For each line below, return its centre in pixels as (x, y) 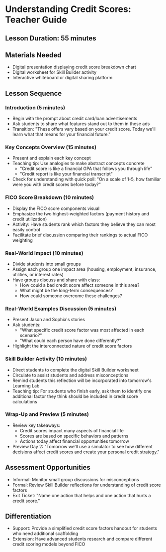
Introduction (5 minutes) (35, 107)
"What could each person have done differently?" (71, 341)
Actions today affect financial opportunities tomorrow (74, 441)
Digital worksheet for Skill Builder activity (54, 72)
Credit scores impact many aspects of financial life (72, 430)
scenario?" (31, 336)
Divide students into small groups (46, 264)
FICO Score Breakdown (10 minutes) (50, 197)
